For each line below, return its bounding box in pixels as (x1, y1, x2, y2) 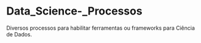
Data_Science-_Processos (6, 4, 143, 18)
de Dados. (6, 30, 32, 38)
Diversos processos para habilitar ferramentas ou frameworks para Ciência (6, 24, 195, 31)
